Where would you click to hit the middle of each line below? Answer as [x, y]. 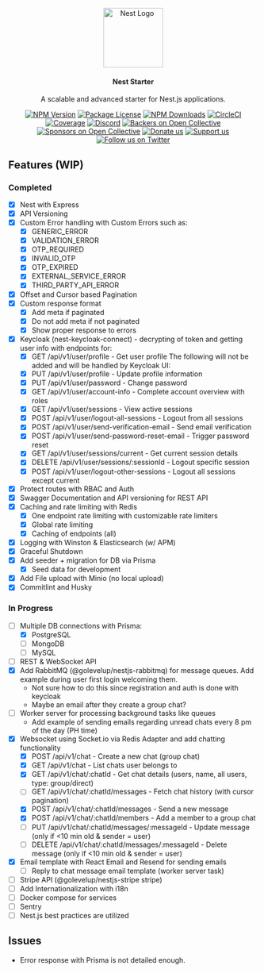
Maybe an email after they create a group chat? [109, 705]
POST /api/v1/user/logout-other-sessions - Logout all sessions [134, 471]
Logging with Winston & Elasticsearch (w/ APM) [98, 542]
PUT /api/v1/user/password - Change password [109, 383]
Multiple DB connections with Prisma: [81, 625]
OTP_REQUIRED [58, 249]
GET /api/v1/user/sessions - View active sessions [112, 410]
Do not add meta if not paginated [86, 321]
